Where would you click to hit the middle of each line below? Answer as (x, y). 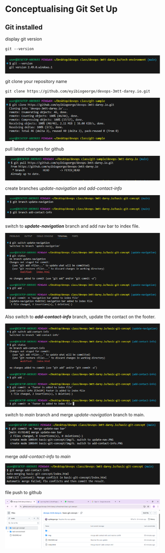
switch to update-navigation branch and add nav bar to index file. (72, 226)
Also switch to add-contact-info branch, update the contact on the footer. (80, 317)
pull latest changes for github (35, 149)
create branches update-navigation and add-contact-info (64, 188)
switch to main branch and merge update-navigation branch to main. (75, 414)
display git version (24, 39)
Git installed (24, 27)
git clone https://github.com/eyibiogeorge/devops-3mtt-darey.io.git (78, 91)
